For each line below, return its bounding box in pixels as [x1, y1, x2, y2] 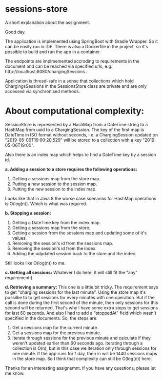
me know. [5, 370, 24, 376]
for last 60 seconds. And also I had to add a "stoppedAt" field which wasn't [5, 310, 157, 316]
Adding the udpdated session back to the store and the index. [12, 250, 137, 256]
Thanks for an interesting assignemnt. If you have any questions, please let [5, 365, 156, 371]
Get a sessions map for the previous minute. [12, 330, 102, 336]
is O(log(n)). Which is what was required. [5, 201, 87, 207]
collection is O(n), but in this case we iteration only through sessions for [12, 345, 157, 351]
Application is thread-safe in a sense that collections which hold [5, 78, 134, 84]
